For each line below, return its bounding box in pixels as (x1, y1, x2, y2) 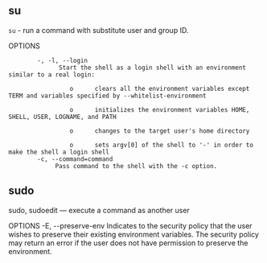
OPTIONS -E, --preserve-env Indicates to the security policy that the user (8, 220, 253, 230)
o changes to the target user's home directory (69, 126, 250, 135)
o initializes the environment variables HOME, (69, 105, 250, 113)
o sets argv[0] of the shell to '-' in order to (69, 141, 253, 149)
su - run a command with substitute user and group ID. (8, 25, 189, 35)
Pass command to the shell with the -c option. (55, 162, 218, 170)
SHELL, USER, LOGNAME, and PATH (8, 113, 117, 121)
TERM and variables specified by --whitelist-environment (8, 92, 207, 100)
